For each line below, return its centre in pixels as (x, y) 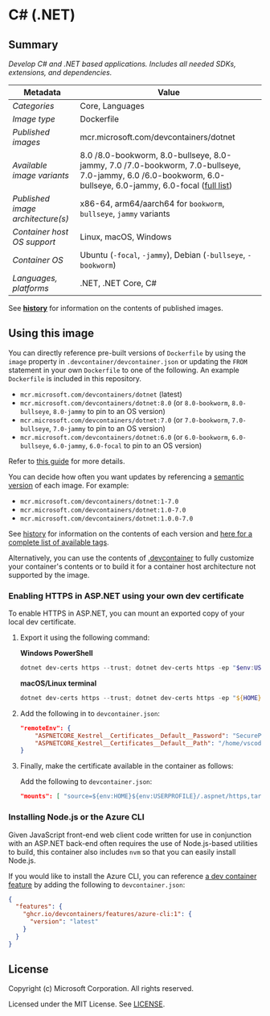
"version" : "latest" (64, 922)
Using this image (51, 333)
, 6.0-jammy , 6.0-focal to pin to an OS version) (126, 446)
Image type (34, 119)
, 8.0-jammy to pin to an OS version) (108, 411)
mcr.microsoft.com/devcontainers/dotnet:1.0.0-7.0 (106, 518)
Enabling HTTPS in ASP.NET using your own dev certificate (126, 595)
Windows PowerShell (57, 653)
